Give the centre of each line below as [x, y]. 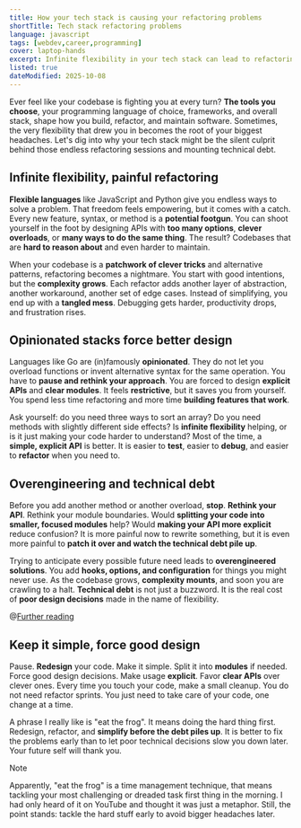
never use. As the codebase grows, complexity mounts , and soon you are [146, 580]
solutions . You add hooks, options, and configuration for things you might [148, 570]
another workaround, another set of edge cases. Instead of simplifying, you [149, 293]
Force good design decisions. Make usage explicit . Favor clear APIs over [145, 676]
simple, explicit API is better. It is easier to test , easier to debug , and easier [149, 446]
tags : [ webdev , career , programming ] [76, 43]
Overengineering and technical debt [112, 484]
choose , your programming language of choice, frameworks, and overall [143, 111]
